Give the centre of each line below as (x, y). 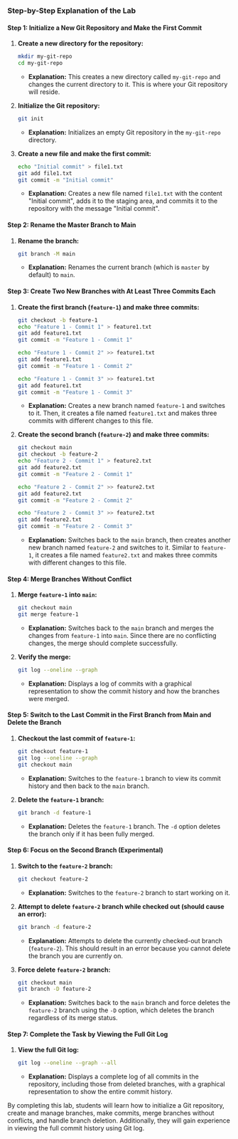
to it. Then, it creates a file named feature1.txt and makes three (123, 413)
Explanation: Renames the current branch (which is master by (119, 267)
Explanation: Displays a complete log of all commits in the (113, 1076)
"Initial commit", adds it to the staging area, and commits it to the (123, 201)
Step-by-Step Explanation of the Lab (72, 11)
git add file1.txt (45, 173)
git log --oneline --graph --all (67, 1063)
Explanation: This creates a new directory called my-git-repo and (124, 76)
